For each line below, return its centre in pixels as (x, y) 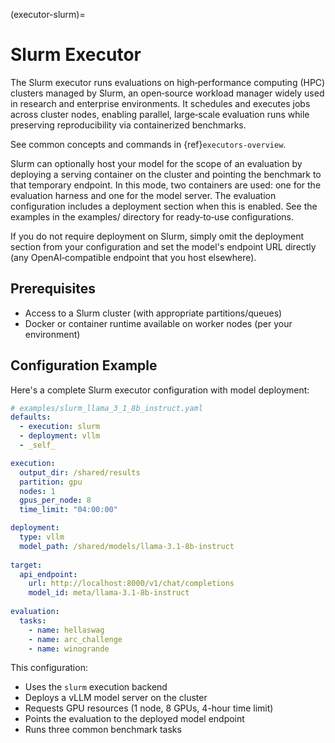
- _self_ (37, 445)
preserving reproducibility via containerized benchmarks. (128, 125)
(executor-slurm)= (48, 14)
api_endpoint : (48, 574)
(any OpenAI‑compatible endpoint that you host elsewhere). (133, 257)
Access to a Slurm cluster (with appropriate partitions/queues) (153, 313)
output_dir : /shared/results (80, 472)
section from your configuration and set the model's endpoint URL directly (163, 246)
